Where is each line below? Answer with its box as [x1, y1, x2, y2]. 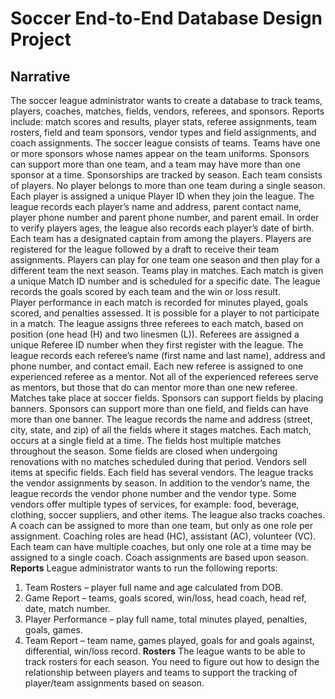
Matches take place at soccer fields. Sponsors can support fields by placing [10, 392, 324, 404]
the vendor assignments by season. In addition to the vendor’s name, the [10, 477, 310, 489]
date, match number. [24, 603, 111, 614]
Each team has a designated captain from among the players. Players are [10, 233, 312, 244]
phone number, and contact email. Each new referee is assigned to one [10, 360, 304, 372]
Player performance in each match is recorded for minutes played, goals [10, 297, 308, 308]
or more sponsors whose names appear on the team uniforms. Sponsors [10, 148, 310, 159]
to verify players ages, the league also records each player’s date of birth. [10, 222, 315, 234]
